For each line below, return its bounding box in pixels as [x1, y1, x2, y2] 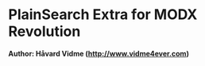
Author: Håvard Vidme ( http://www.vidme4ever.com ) [8, 49, 189, 58]
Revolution [8, 22, 81, 41]
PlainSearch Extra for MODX [8, 6, 198, 24]
